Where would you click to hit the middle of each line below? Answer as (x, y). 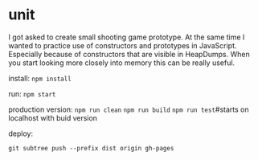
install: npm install (40, 78)
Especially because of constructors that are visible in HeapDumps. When (129, 54)
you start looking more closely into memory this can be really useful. (122, 63)
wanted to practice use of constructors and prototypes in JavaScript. (123, 45)
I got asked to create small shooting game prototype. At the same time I (127, 37)
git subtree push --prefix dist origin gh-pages (91, 148)
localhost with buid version (53, 117)
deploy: (21, 133)
